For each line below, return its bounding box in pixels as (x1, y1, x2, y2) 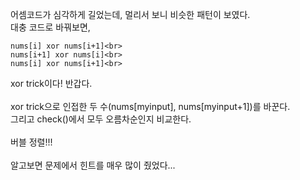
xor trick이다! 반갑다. (10, 78, 93, 89)
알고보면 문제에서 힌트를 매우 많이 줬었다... (10, 159, 176, 171)
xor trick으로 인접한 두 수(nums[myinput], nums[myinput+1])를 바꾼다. (10, 101, 291, 112)
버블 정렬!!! (10, 136, 53, 148)
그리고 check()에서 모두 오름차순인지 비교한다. (10, 113, 192, 125)
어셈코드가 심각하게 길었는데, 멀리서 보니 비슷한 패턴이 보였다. (10, 9, 251, 20)
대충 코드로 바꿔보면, (10, 21, 91, 33)
